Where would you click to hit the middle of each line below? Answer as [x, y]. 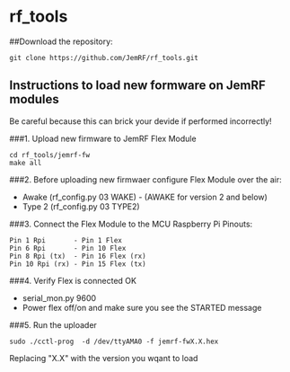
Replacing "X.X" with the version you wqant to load [104, 358]
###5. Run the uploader [53, 324]
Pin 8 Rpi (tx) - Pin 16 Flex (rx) [78, 256]
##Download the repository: [62, 41]
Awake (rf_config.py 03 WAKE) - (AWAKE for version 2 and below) [145, 197]
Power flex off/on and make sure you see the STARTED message [142, 307]
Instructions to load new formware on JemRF [138, 86]
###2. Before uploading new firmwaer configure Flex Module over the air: [146, 179]
